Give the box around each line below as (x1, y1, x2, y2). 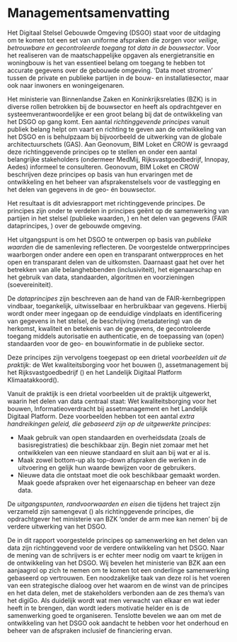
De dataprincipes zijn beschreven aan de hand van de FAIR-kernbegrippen (7, 294, 226, 303)
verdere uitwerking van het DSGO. (7, 522, 108, 531)
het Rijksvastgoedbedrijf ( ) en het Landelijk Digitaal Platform (7, 368, 183, 376)
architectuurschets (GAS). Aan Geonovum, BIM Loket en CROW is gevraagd (7, 140, 229, 148)
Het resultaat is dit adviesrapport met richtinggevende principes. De (7, 198, 206, 207)
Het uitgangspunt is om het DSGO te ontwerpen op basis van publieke (7, 235, 212, 244)
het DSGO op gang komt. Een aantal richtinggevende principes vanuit (7, 117, 210, 125)
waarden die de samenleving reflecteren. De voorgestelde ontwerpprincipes (7, 242, 230, 251)
